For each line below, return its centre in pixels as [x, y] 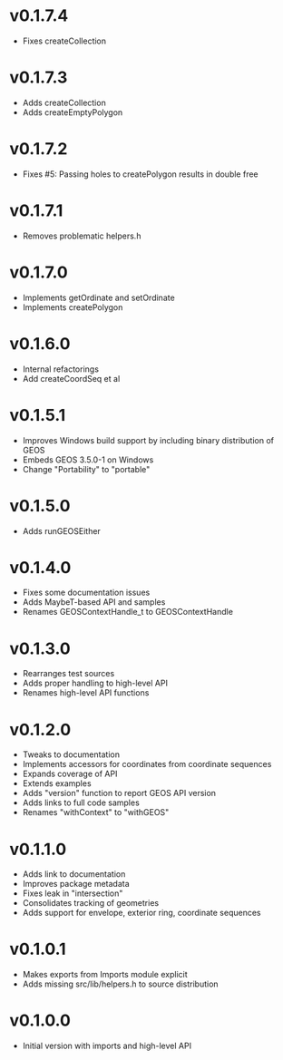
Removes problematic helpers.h [82, 236]
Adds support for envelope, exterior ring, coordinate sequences [141, 913]
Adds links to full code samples [81, 802]
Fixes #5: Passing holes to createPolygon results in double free [140, 174]
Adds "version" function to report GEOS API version [119, 793]
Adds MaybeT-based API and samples [94, 602]
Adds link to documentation [74, 874]
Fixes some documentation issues [86, 593]
